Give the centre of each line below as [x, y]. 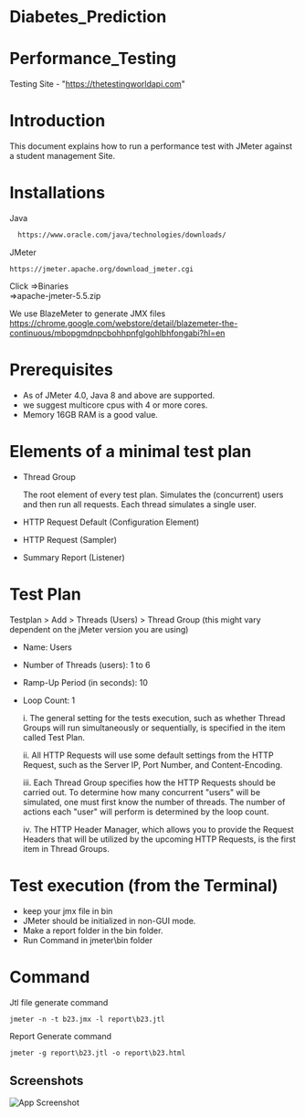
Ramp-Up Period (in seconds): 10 [85, 682]
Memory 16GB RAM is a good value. [90, 414]
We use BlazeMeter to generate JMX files [88, 314]
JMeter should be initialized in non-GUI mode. [109, 920]
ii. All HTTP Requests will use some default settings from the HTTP [148, 755]
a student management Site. [63, 156]
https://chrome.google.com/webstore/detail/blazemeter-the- [124, 323]
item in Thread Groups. [66, 848]
